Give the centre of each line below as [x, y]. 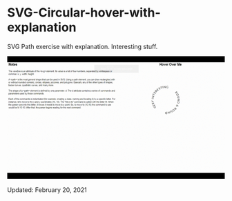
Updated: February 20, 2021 [47, 190]
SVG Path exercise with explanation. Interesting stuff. [83, 46]
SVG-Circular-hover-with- [84, 13]
